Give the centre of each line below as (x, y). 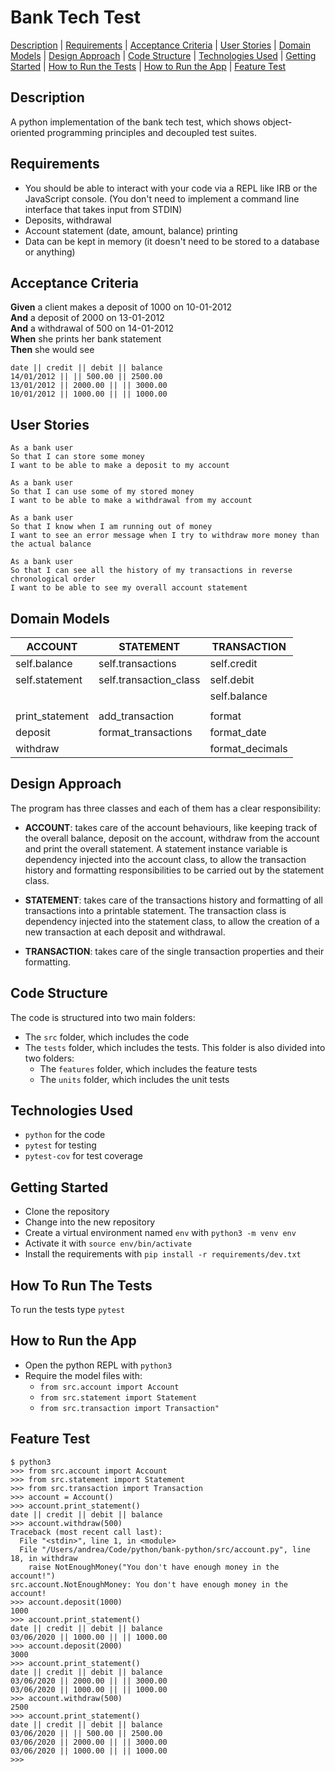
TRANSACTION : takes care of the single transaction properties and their (174, 951)
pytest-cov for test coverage (83, 1156)
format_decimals (248, 748)
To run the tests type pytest (68, 1310)
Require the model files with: (83, 1375)
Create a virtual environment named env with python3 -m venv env (160, 1233)
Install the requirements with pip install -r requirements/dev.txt (163, 1254)
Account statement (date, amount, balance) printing (131, 230)
